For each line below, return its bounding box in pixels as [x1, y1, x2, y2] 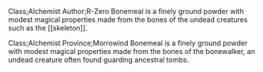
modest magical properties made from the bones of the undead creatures [8, 15, 248, 24]
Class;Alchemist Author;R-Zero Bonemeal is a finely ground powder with [8, 7, 245, 16]
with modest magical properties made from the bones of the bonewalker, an [8, 47, 255, 56]
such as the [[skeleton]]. [8, 23, 88, 32]
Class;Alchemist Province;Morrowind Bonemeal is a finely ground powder [8, 38, 248, 48]
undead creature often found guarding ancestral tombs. [8, 55, 190, 64]
